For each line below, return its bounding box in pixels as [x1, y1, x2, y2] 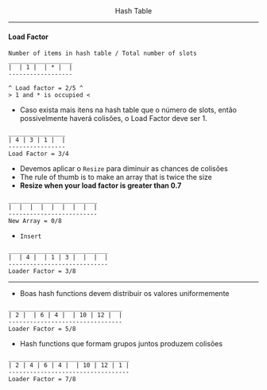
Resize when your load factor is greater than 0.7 [19, 181, 182, 190]
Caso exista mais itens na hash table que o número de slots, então [19, 105, 237, 115]
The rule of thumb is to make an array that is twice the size [19, 173, 213, 182]
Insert [19, 232, 42, 240]
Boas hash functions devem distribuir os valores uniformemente [19, 289, 230, 298]
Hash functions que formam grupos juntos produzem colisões [19, 339, 223, 349]
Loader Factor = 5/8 [8, 325, 77, 333]
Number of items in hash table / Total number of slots [8, 49, 197, 57]
